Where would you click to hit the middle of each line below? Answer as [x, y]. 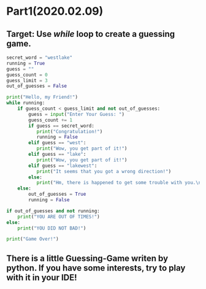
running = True [26, 63]
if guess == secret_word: [62, 126]
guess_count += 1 [50, 120]
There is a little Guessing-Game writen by [87, 258]
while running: [26, 103]
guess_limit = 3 [27, 80]
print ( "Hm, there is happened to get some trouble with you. [116, 183]
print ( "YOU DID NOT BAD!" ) [52, 228]
